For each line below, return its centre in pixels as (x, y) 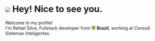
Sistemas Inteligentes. (28, 33)
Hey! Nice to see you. (57, 9)
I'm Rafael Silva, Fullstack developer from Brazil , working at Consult (78, 28)
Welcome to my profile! (29, 23)
